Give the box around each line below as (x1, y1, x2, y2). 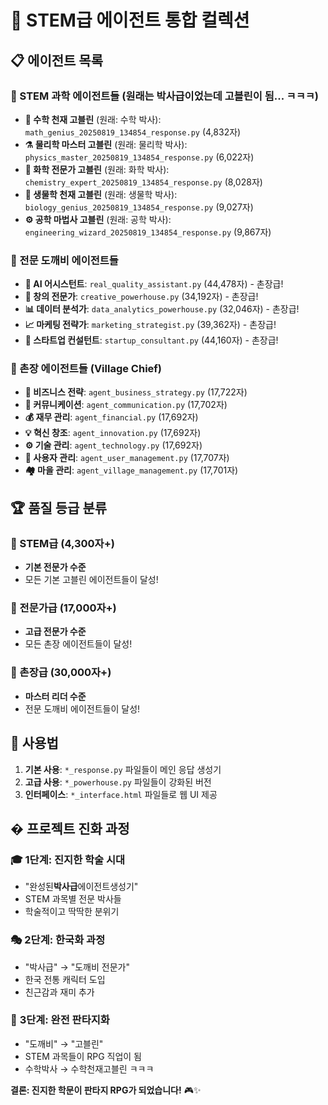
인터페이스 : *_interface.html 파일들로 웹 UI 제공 (24, 788, 218, 800)
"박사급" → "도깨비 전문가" (24, 961, 130, 973)
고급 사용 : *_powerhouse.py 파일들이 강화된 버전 (24, 776, 212, 788)
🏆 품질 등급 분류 (10, 499, 108, 516)
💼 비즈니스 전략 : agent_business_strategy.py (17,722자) (24, 386, 248, 398)
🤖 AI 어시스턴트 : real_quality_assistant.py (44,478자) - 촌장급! (24, 278, 284, 290)
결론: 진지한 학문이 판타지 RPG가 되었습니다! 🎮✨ (10, 1084, 202, 1096)
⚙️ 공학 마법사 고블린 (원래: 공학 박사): (24, 213, 172, 225)
